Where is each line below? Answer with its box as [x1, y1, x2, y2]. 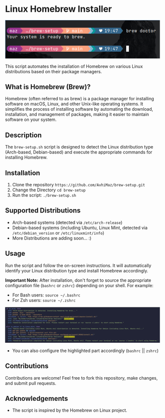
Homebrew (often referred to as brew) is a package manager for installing [5, 96, 154, 102]
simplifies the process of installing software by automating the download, [5, 106, 153, 112]
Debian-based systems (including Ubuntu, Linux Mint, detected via [12, 225, 148, 231]
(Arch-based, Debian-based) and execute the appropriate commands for [5, 149, 153, 155]
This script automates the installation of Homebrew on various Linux [5, 63, 143, 69]
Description [5, 131, 42, 139]
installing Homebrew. [5, 154, 48, 160]
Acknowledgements [5, 394, 68, 403]
